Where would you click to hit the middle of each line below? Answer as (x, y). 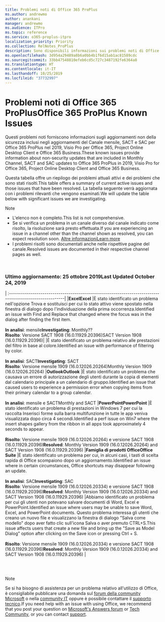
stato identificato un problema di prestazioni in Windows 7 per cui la (74, 408)
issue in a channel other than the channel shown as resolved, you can (83, 233)
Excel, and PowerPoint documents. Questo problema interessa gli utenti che (82, 512)
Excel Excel (80, 298)
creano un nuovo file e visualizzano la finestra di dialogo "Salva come (75, 518)
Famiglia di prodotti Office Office (119, 450)
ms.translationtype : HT (29, 64)
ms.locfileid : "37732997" (31, 78)
